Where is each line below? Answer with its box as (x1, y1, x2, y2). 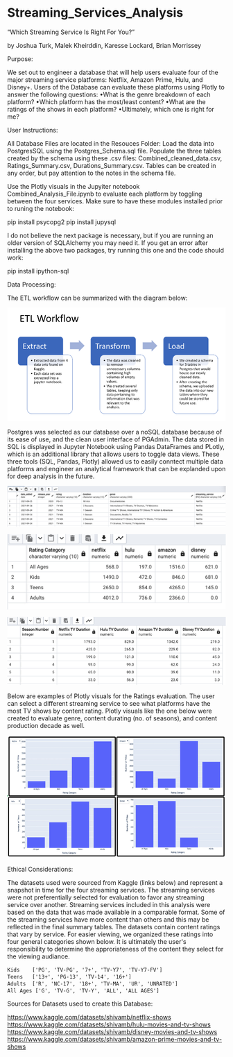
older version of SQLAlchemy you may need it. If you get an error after (7, 238, 208, 247)
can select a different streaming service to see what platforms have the (7, 699, 211, 707)
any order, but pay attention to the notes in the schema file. (7, 169, 176, 177)
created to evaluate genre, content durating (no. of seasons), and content (7, 713, 217, 722)
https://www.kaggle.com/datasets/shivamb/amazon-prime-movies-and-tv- (7, 1035, 223, 1044)
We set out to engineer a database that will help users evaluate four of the (7, 68, 218, 76)
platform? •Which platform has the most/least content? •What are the (7, 97, 206, 105)
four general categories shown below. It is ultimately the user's (7, 938, 187, 946)
